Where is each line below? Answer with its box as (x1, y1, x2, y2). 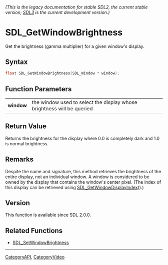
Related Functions (5, 226, 63, 235)
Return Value (5, 122, 46, 131)
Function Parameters (5, 85, 72, 93)
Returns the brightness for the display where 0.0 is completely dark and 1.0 (5, 135, 160, 141)
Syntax (5, 57, 28, 66)
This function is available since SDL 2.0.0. (5, 212, 91, 218)
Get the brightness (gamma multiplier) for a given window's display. (5, 43, 144, 49)
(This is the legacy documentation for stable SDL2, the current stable (5, 4, 148, 10)
